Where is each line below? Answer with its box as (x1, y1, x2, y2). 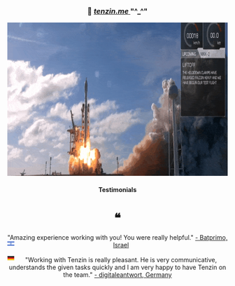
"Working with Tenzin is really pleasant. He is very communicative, (24, 255, 218, 264)
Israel (113, 240, 129, 249)
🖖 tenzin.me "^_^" (87, 6, 148, 16)
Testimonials (98, 185, 137, 193)
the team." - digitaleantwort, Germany (62, 270, 173, 279)
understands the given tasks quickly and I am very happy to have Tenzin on (8, 263, 227, 271)
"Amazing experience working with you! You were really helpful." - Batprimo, (7, 233, 228, 241)
